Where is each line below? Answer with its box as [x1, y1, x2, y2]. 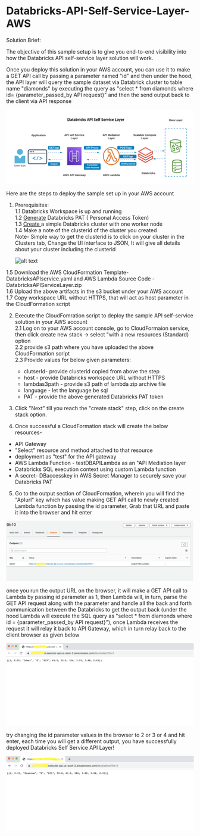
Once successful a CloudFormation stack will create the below [14, 422, 168, 429]
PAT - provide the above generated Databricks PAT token [23, 393, 164, 400]
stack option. [14, 411, 47, 418]
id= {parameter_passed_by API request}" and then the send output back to [6, 91, 190, 98]
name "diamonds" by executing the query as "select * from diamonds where [6, 85, 193, 92]
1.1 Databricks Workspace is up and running [14, 207, 122, 215]
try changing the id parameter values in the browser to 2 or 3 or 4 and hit [6, 731, 186, 739]
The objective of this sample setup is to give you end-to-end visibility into [6, 48, 187, 55]
